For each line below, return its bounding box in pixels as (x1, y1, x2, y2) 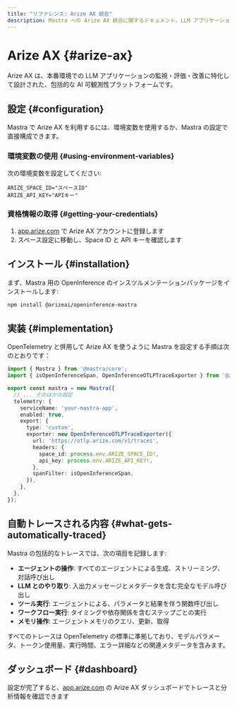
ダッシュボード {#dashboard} (7, 663, 138, 675)
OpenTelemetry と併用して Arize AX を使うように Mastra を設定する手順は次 (7, 343, 229, 351)
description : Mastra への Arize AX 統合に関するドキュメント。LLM (7, 17, 190, 24)
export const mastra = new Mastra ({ (7, 385, 115, 392)
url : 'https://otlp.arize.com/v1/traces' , (32, 437, 159, 445)
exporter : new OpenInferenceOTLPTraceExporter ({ (25, 431, 172, 438)
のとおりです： (7, 351, 51, 360)
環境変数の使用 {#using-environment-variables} (7, 151, 175, 161)
